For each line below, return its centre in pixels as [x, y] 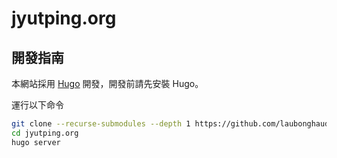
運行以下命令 [37, 105]
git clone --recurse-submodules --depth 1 [101, 124]
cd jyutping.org [45, 133]
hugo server [36, 142]
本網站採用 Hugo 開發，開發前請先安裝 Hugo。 [107, 83]
